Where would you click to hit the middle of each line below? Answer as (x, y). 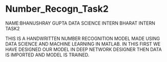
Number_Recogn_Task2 (57, 9)
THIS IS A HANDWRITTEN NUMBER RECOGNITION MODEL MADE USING (83, 38)
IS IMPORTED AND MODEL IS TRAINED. (47, 55)
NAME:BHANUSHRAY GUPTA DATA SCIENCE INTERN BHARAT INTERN (80, 23)
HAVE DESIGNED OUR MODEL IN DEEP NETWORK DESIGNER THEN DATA (84, 49)
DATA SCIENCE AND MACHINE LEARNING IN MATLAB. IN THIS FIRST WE (83, 44)
